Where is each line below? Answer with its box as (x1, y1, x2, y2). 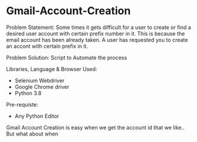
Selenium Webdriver (14, 77, 65, 84)
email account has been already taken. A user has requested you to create (6, 36, 188, 43)
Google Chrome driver (14, 83, 69, 90)
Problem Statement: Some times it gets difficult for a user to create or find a (6, 24, 192, 31)
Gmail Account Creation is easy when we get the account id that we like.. (6, 124, 185, 131)
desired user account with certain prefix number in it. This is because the (6, 30, 185, 37)
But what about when (6, 130, 58, 137)
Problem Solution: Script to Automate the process (6, 54, 128, 61)
